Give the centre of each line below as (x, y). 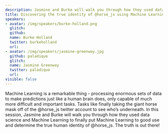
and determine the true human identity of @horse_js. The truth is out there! (82, 125)
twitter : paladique (30, 70)
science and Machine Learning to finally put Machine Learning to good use (82, 120)
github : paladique (29, 56)
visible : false (21, 79)
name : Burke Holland (31, 38)
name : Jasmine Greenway (34, 65)
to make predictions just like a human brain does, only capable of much (79, 99)
